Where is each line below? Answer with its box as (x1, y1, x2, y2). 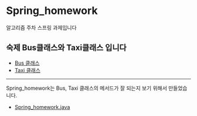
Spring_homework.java (14, 103, 70, 110)
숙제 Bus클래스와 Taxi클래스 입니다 (6, 43, 127, 53)
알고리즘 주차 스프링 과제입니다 (6, 24, 77, 31)
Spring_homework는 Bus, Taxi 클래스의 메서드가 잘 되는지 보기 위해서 (6, 85, 167, 92)
